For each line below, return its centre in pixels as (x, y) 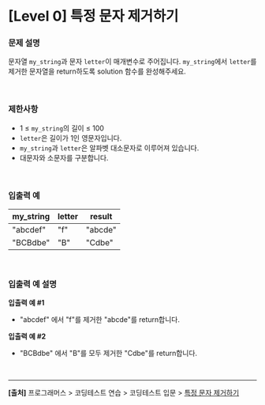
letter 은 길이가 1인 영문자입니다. (71, 138)
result (101, 217)
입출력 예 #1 (26, 303)
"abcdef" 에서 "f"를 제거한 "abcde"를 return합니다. (99, 320)
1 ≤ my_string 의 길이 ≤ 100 (62, 128)
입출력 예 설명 (33, 284)
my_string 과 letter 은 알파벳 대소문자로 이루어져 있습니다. (109, 148)
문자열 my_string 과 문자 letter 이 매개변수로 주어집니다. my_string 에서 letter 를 (132, 62)
